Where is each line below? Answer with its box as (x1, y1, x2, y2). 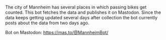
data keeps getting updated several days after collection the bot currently (5, 15, 157, 20)
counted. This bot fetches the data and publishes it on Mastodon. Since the (5, 9, 161, 15)
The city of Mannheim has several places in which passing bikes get (5, 4, 147, 10)
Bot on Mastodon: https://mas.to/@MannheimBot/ (5, 30, 109, 35)
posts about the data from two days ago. (5, 20, 90, 26)
